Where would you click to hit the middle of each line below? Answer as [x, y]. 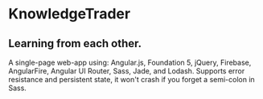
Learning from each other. [75, 44]
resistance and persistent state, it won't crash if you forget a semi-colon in [131, 79]
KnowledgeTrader [70, 14]
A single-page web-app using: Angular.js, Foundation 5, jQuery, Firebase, [130, 62]
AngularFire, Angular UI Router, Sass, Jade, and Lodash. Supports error [127, 71]
